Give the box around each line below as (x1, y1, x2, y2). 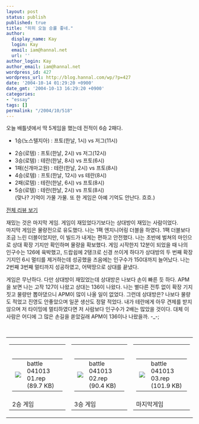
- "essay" (6, 96, 31, 102)
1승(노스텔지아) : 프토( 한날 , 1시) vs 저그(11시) (14, 137, 118, 144)
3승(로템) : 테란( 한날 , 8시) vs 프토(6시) (14, 157, 105, 164)
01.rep (27, 374, 46, 383)
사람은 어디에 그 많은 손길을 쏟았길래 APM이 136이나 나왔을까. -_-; (6, 313, 160, 320)
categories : (6, 91, 36, 97)
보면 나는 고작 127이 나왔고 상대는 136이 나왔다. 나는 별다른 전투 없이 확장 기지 (12, 283, 193, 290)
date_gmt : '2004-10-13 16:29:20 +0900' (6, 86, 105, 92)
